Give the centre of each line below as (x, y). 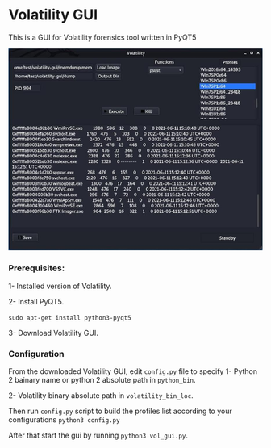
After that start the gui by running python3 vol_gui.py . (98, 435)
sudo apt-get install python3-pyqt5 (70, 318)
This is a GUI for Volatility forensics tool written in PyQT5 (102, 37)
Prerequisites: (37, 268)
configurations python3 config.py (64, 420)
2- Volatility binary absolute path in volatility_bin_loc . (101, 396)
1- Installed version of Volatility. (60, 286)
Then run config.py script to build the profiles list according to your (120, 411)
